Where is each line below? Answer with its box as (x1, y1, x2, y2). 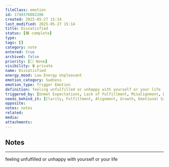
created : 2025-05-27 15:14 (5, 17, 62, 22)
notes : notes (5, 106, 33, 111)
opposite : (5, 101, 26, 106)
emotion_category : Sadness (5, 77, 62, 82)
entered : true (5, 49, 35, 54)
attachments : (5, 119, 33, 125)
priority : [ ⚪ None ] (5, 59, 48, 64)
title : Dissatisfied (5, 26, 49, 31)
